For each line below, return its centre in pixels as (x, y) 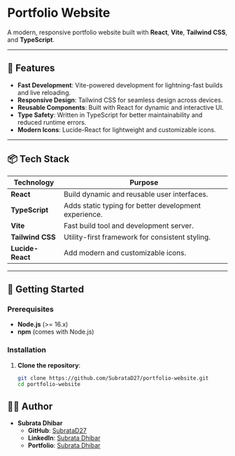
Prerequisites (30, 309)
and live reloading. (44, 92)
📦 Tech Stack (38, 159)
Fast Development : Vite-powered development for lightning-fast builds (120, 85)
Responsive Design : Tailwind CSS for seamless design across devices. (120, 100)
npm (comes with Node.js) (56, 332)
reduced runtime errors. (52, 122)
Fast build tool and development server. (129, 225)
